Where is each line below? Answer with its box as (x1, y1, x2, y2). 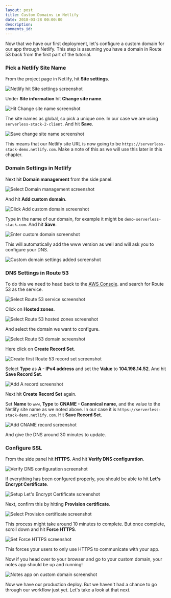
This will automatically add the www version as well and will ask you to (5, 241, 154, 247)
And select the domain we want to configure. (5, 326, 100, 332)
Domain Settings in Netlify (5, 164, 71, 172)
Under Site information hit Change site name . (5, 96, 103, 102)
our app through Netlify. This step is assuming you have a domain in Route (5, 46, 162, 52)
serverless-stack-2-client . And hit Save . (5, 121, 93, 127)
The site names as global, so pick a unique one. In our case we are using (5, 116, 158, 122)
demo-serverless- (124, 217, 162, 222)
